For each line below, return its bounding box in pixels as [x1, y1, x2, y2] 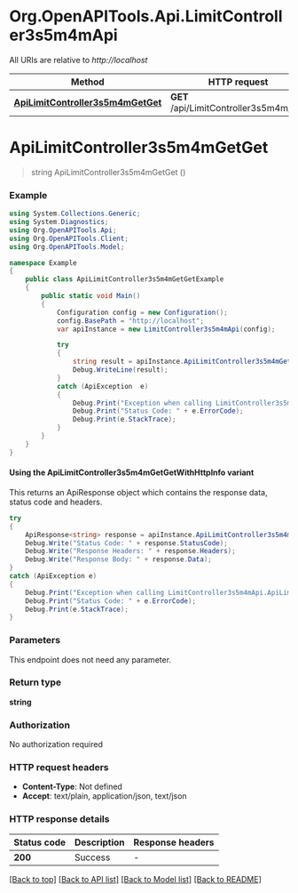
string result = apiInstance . [72, 358, 184, 366]
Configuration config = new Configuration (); [56, 308, 228, 317]
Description [74, 836, 126, 849]
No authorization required [9, 739, 104, 750]
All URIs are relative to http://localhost [9, 54, 148, 65]
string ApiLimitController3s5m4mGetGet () [30, 166, 186, 177]
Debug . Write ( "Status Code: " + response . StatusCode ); [25, 538, 228, 548]
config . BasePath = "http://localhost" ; [56, 316, 204, 326]
